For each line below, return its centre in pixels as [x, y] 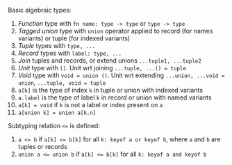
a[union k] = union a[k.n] [57, 113]
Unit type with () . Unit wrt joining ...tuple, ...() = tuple [102, 68]
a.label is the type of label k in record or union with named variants [115, 97]
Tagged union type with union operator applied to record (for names [115, 31]
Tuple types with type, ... [57, 46]
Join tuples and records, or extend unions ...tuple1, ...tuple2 [110, 61]
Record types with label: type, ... [70, 53]
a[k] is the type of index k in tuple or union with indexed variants [110, 90]
